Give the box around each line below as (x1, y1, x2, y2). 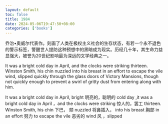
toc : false (5, 12, 28, 17)
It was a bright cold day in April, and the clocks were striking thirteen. (5, 63, 148, 69)
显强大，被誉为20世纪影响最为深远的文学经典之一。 (5, 53, 111, 59)
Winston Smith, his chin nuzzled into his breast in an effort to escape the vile (5, 68, 163, 74)
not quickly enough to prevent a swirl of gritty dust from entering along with (5, 78, 161, 85)
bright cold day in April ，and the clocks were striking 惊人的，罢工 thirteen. (5, 100, 161, 106)
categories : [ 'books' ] (5, 26, 52, 31)
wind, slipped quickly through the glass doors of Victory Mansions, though (5, 73, 159, 79)
